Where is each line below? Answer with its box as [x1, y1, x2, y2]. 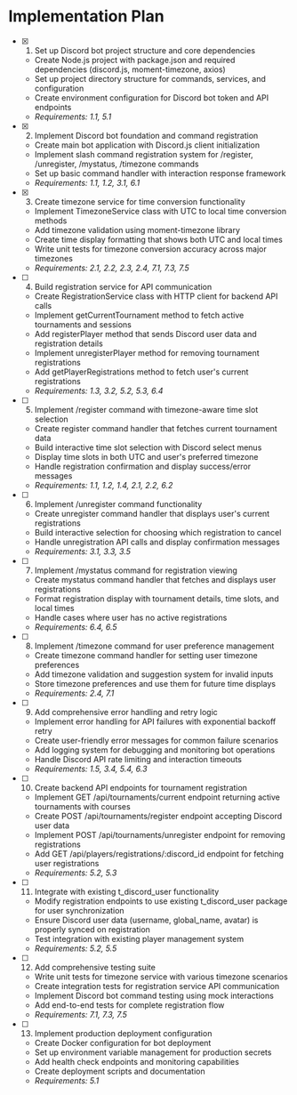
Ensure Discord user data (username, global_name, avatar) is [34, 914, 259, 925]
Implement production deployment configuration [34, 1027, 213, 1038]
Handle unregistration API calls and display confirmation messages [34, 536, 281, 547]
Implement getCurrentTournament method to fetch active [34, 310, 245, 320]
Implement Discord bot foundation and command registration [34, 130, 259, 141]
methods [34, 215, 68, 226]
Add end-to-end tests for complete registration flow [34, 999, 225, 1010]
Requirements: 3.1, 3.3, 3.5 [34, 545, 131, 557]
